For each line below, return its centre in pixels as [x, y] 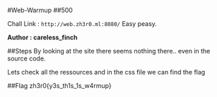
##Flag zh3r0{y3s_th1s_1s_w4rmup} [59, 86]
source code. [27, 58]
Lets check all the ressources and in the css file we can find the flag [106, 72]
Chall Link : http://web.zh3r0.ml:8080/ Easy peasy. [82, 24]
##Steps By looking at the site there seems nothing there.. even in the [109, 51]
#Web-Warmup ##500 [40, 10]
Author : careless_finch [42, 37]
